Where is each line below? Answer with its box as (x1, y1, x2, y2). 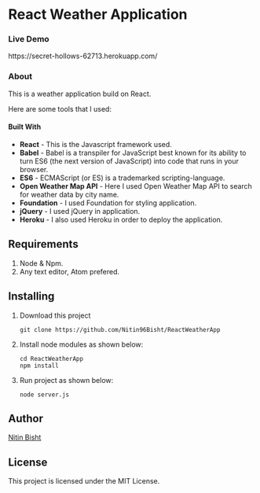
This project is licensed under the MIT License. (8, 476, 160, 486)
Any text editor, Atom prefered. (19, 267, 120, 276)
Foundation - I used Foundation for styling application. (19, 198, 197, 208)
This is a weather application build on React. (8, 89, 152, 98)
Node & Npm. (19, 258, 64, 268)
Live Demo (8, 34, 49, 45)
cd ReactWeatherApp (19, 355, 84, 362)
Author (8, 412, 43, 425)
